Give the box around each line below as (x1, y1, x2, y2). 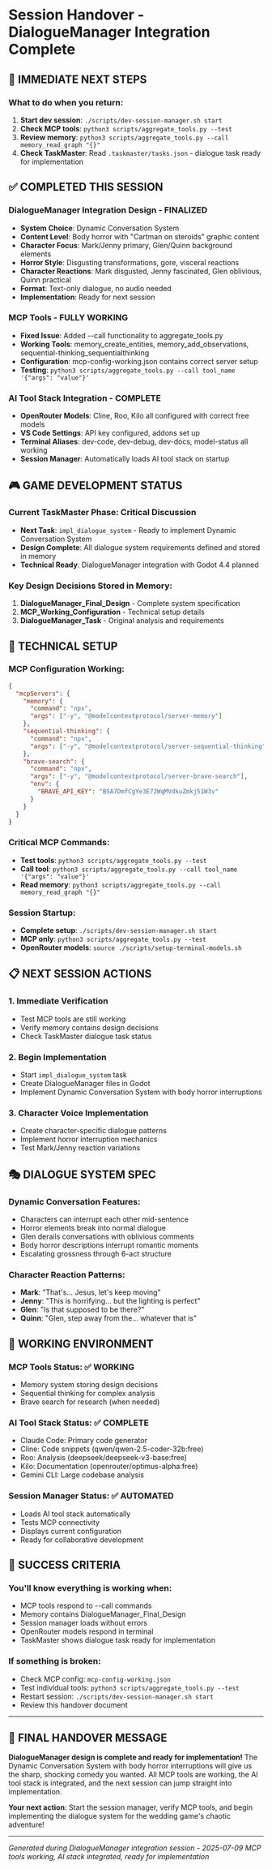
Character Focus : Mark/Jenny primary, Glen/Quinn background (19, 240, 232, 250)
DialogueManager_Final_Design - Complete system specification (19, 599, 240, 608)
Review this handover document (19, 1699, 128, 1709)
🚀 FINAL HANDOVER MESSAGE (8, 1730, 168, 1745)
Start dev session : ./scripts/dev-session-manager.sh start (19, 115, 223, 125)
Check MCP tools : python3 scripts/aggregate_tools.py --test (19, 123, 232, 133)
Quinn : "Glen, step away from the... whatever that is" (19, 1313, 197, 1323)
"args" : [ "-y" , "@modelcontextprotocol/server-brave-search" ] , (29, 772, 249, 780)
